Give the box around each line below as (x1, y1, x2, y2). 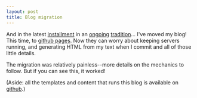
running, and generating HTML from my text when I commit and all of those (6, 43, 192, 50)
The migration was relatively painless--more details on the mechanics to (6, 61, 184, 68)
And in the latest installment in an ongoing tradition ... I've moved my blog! (6, 30, 187, 37)
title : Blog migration (6, 14, 63, 20)
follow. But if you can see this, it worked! (6, 67, 106, 74)
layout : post (6, 8, 39, 15)
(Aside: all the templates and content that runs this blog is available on (6, 78, 179, 86)
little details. (6, 49, 36, 56)
